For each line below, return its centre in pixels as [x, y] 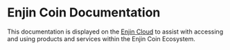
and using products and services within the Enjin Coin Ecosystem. [101, 38]
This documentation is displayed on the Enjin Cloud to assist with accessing [115, 32]
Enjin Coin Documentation [84, 13]
